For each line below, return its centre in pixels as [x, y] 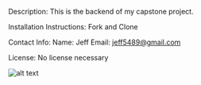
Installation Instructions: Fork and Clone [73, 27]
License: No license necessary [58, 58]
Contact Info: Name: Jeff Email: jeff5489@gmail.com [95, 42]
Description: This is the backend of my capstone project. [101, 12]
